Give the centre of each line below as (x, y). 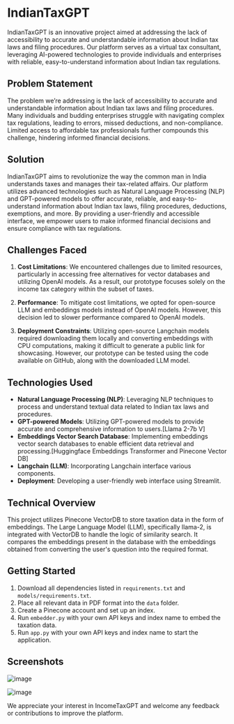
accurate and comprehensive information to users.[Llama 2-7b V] (111, 429)
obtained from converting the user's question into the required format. (108, 549)
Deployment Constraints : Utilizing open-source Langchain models (114, 331)
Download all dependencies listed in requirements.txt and (101, 588)
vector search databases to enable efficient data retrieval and (106, 444)
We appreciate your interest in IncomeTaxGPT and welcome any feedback (114, 705)
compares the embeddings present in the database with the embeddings (111, 542)
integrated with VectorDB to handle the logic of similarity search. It (103, 534)
